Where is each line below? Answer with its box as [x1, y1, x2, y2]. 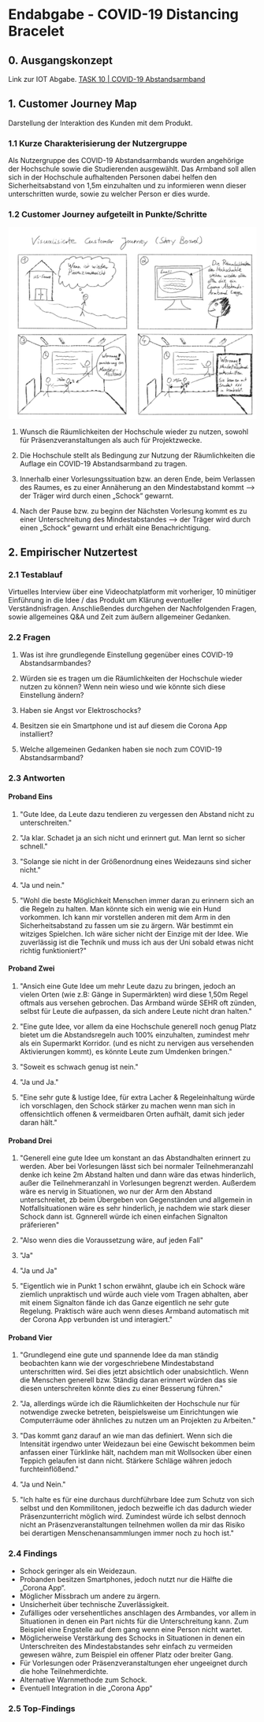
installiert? [19, 729, 54, 738]
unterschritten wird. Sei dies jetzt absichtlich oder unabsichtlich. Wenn [19, 1367, 249, 1376]
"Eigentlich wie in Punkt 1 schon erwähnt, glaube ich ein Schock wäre [19, 1282, 246, 1291]
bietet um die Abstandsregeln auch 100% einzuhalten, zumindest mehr [19, 1030, 250, 1040]
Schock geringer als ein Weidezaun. [19, 1566, 137, 1575]
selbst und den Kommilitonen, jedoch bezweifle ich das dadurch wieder [19, 1503, 252, 1513]
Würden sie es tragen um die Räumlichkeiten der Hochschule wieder [19, 674, 243, 683]
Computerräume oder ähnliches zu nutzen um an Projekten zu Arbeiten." [19, 1416, 256, 1425]
